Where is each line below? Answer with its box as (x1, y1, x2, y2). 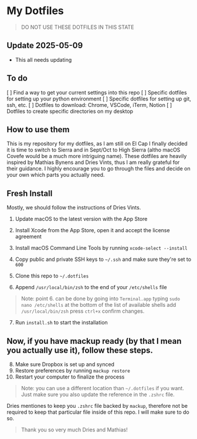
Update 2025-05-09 (6, 41, 83, 51)
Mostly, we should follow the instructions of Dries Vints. (6, 204, 141, 211)
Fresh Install (6, 188, 53, 198)
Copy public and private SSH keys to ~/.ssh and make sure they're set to (15, 256, 192, 263)
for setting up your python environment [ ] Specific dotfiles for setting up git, (6, 95, 191, 102)
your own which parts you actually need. (6, 172, 105, 179)
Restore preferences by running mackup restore (15, 367, 131, 374)
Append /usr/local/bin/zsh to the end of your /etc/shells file (15, 284, 167, 291)
